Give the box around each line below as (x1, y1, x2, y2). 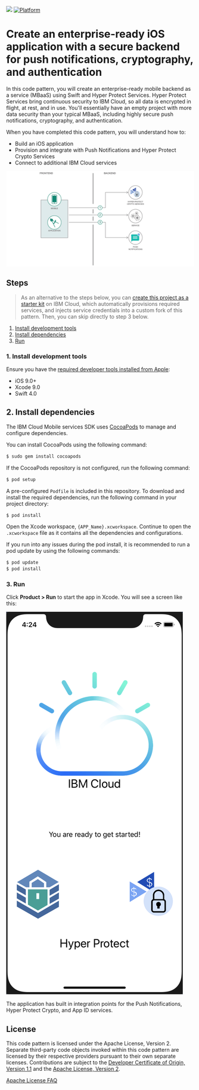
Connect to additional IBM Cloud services (14, 159, 117, 166)
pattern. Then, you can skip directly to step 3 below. (20, 313, 149, 320)
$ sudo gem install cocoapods (6, 453, 82, 460)
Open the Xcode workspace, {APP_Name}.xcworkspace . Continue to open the (6, 523, 191, 530)
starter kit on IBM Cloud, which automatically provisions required (20, 300, 180, 307)
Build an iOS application (14, 140, 74, 147)
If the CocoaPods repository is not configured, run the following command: (6, 464, 190, 471)
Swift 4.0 (14, 390, 37, 397)
